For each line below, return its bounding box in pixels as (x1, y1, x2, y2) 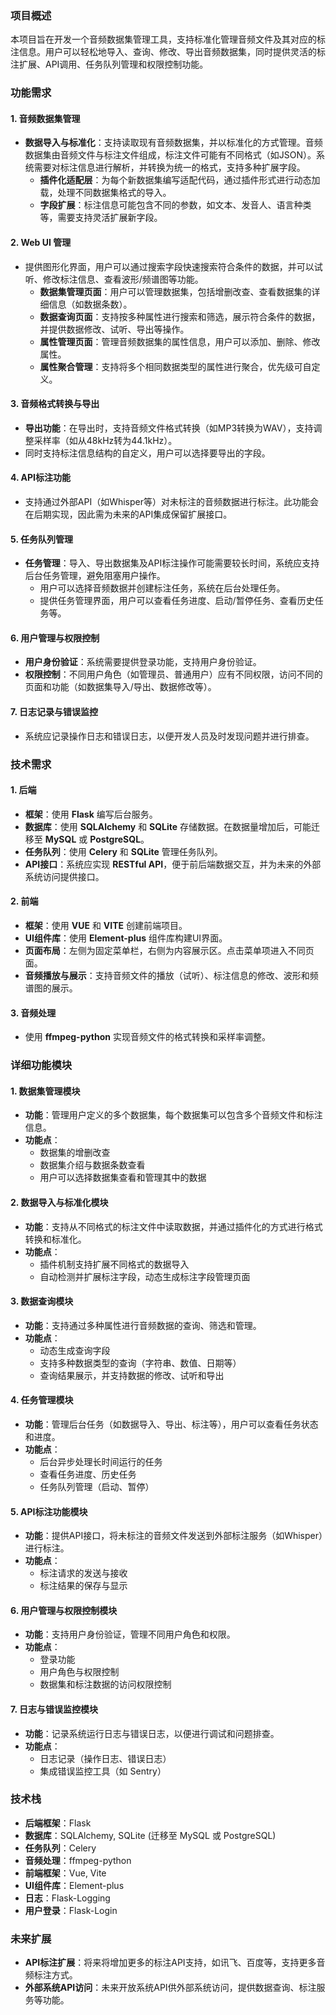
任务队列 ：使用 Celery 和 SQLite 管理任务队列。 (24, 845, 223, 857)
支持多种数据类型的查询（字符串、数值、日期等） (39, 1357, 242, 1369)
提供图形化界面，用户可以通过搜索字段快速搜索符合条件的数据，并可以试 (24, 260, 323, 272)
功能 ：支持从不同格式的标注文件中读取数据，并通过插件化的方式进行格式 (24, 1220, 323, 1232)
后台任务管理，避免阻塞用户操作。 (24, 570, 166, 582)
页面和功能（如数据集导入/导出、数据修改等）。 (24, 681, 217, 693)
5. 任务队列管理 (10, 533, 73, 545)
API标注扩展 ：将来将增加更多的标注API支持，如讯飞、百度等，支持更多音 (24, 1957, 326, 1969)
